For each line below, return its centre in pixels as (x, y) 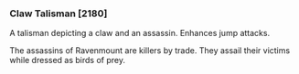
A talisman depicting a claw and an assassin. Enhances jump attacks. (140, 33)
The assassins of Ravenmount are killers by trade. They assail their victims (150, 51)
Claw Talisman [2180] (59, 14)
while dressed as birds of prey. (68, 60)
